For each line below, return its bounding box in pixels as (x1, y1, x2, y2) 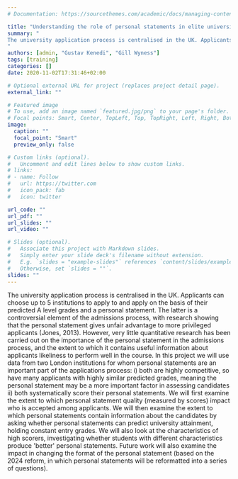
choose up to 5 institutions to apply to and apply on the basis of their (7, 298, 208, 307)
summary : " (7, 30, 40, 37)
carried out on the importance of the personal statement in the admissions (7, 336, 225, 344)
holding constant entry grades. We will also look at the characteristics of (7, 427, 219, 435)
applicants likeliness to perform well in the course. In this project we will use (7, 351, 229, 360)
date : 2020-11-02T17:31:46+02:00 (7, 69, 106, 77)
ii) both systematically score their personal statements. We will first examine (7, 389, 229, 398)
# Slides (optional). (7, 239, 72, 246)
